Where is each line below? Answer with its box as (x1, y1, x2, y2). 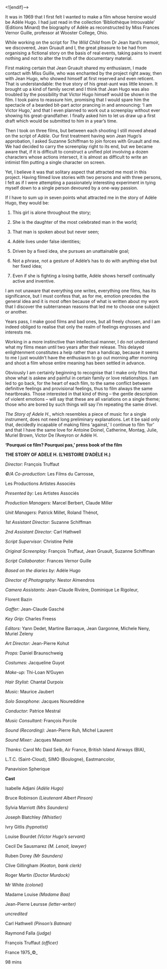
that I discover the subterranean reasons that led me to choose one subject (5, 304, 160, 310)
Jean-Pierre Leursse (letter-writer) (5, 901, 76, 907)
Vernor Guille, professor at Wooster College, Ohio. (5, 30, 108, 35)
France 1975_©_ (5, 950, 38, 955)
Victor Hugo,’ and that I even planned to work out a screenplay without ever (5, 107, 161, 113)
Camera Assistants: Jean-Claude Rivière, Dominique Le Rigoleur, (5, 587, 139, 593)
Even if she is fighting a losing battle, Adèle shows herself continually (12, 273, 155, 279)
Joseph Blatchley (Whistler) (5, 814, 62, 820)
